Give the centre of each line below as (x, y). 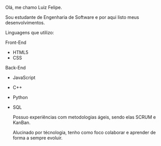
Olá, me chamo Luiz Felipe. (34, 7)
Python (20, 97)
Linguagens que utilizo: (30, 32)
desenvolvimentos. (25, 23)
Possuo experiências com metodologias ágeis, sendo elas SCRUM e (84, 117)
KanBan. (21, 123)
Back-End (16, 68)
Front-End (16, 42)
